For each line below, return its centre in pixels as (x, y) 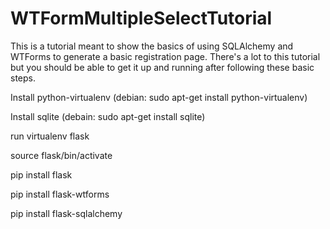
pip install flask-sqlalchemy (66, 213)
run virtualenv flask (50, 136)
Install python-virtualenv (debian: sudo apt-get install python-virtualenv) (159, 97)
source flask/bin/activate (61, 155)
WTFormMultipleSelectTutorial (141, 18)
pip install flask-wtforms (60, 194)
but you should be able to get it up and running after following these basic (162, 67)
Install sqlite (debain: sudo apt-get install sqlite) (108, 116)
